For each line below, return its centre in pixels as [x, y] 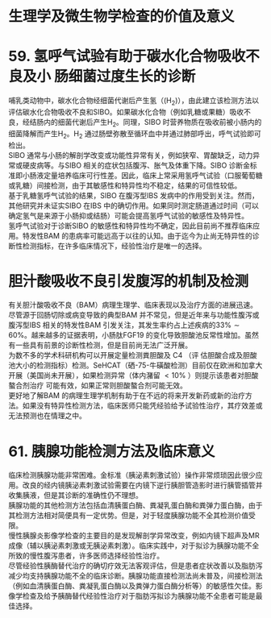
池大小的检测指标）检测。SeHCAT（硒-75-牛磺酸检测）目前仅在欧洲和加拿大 [135, 365]
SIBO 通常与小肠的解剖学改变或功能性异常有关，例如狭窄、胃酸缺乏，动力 [131, 155]
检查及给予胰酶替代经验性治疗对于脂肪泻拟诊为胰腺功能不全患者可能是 [139, 596]
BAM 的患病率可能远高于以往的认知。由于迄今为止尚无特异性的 [148, 235]
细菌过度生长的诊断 [132, 77]
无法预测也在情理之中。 [47, 416]
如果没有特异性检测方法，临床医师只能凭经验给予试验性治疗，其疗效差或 [142, 406]
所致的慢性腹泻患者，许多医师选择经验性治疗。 [86, 556]
